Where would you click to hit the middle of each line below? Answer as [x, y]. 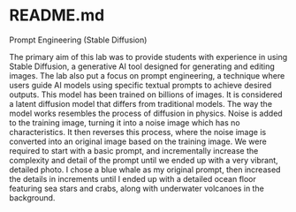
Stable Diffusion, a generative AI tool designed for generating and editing [142, 66]
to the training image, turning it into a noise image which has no [125, 122]
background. [32, 197]
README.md [57, 15]
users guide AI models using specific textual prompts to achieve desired [140, 85]
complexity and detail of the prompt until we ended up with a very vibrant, [144, 160]
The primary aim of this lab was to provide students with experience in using [148, 57]
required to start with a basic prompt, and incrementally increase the [134, 150]
